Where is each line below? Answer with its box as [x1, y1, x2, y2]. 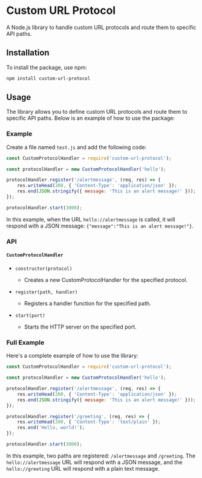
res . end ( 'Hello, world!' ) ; [17, 425, 85, 431]
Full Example [6, 338, 45, 347]
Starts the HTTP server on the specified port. [24, 323, 137, 330]
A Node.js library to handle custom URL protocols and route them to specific [6, 24, 197, 31]
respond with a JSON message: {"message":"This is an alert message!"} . [6, 222, 194, 229]
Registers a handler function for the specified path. [24, 300, 151, 307]
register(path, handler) [15, 289, 78, 295]
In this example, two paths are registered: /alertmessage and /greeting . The [6, 452, 195, 459]
